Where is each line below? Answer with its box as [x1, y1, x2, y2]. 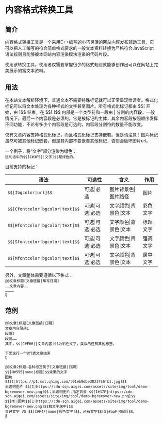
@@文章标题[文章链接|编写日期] [5, 278, 60, 283]
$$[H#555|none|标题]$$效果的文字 [5, 370, 67, 374]
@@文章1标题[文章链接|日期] [5, 320, 54, 326]
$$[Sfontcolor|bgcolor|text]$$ [7, 239, 80, 245]
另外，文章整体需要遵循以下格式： [5, 272, 73, 278]
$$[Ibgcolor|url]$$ [7, 190, 52, 195]
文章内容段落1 [5, 326, 29, 331]
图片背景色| [109, 186, 136, 193]
